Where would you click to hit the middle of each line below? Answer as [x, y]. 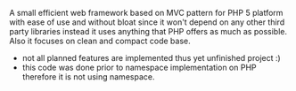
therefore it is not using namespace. [88, 77]
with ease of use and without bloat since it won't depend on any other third [147, 22]
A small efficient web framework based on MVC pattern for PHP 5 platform [146, 13]
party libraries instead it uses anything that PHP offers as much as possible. [148, 31]
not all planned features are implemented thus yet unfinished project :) [151, 58]
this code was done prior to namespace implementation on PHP [139, 67]
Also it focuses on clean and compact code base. [100, 41]
